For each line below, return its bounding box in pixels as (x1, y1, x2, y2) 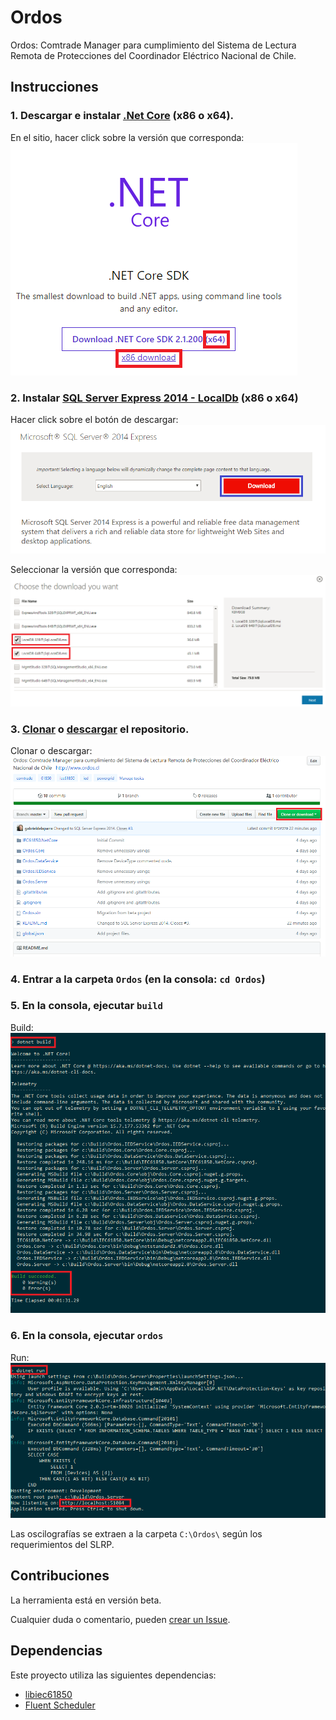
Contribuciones (10, 1567, 110, 1585)
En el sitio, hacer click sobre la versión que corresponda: (10, 131, 245, 143)
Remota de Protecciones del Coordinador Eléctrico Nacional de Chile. (10, 49, 297, 61)
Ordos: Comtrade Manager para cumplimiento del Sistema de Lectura (10, 39, 297, 51)
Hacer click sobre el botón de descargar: (10, 413, 179, 425)
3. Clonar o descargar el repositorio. (10, 722, 190, 736)
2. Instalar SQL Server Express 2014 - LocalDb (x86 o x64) (10, 391, 299, 405)
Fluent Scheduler (24, 1699, 96, 1711)
